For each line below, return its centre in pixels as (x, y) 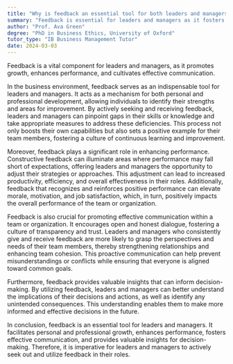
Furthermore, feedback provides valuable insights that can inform (101, 282)
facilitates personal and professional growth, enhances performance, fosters (116, 332)
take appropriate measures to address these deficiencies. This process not (114, 123)
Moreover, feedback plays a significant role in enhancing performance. (109, 151)
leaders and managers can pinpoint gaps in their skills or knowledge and (111, 116)
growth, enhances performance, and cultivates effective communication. (111, 73)
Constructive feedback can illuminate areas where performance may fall (110, 159)
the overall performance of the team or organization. (82, 203)
